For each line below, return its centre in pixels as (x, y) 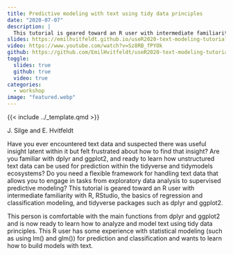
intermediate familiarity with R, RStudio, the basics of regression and (105, 195)
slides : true (32, 65)
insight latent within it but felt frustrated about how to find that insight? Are (113, 151)
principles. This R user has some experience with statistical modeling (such (115, 231)
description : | (29, 26)
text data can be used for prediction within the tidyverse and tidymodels (110, 166)
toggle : (18, 59)
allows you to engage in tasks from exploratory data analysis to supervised (114, 181)
